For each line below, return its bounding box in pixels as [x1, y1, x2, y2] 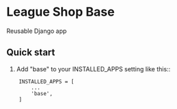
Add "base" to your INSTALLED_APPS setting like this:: [16, 64, 171, 73]
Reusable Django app [6, 27, 67, 35]
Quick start [6, 47, 56, 58]
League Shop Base [6, 4, 115, 20]
